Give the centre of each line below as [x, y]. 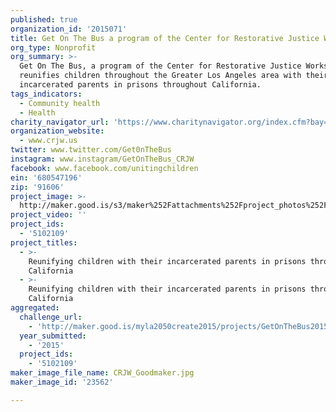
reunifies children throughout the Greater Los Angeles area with [160, 76]
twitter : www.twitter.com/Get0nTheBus [91, 150]
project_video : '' [48, 215]
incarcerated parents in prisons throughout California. [140, 85]
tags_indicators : [46, 94]
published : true [44, 19]
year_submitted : [53, 336]
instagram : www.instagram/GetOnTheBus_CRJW [102, 159]
